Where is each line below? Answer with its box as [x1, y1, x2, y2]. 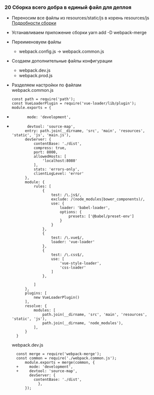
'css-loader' [59, 265, 86, 270]
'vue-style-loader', [59, 261, 102, 266]
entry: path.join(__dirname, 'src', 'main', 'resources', [24, 128, 145, 133]
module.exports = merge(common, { [24, 360, 95, 365]
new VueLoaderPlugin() [33, 295, 80, 300]
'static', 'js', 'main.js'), [11, 133, 71, 138]
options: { [59, 209, 82, 215]
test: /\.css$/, [51, 252, 84, 257]
